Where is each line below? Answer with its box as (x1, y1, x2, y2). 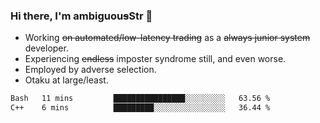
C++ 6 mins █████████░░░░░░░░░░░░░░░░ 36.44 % (10, 103, 271, 113)
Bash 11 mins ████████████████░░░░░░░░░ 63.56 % (10, 94, 271, 104)
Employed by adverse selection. (24, 64, 157, 76)
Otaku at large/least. (24, 74, 109, 86)
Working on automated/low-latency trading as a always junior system (24, 32, 311, 44)
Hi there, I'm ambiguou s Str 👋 (10, 9, 153, 23)
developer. (24, 42, 69, 54)
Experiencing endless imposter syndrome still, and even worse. (24, 53, 287, 65)
